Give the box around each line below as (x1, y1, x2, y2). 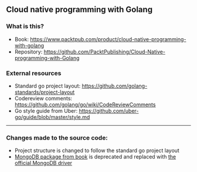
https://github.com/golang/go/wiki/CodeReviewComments (14, 101, 156, 108)
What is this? (6, 22, 44, 31)
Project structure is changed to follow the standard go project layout (14, 147, 180, 154)
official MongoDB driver (14, 160, 72, 167)
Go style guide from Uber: (14, 107, 78, 114)
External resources (6, 69, 62, 77)
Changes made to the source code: (6, 133, 108, 141)
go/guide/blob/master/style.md (14, 113, 90, 120)
